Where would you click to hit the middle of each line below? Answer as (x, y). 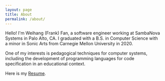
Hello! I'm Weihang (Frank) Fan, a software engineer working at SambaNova (82, 33)
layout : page (19, 10)
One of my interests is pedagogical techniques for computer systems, (76, 53)
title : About (19, 14)
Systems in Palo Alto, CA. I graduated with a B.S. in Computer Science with (82, 38)
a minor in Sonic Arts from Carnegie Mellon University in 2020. (69, 44)
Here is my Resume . (26, 74)
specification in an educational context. (45, 64)
